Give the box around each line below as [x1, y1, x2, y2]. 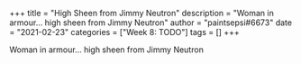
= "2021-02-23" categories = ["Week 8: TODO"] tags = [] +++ [9, 27, 241, 37]
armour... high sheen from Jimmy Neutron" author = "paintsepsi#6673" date [9, 17, 293, 28]
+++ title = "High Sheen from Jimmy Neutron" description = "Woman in [9, 8, 275, 18]
